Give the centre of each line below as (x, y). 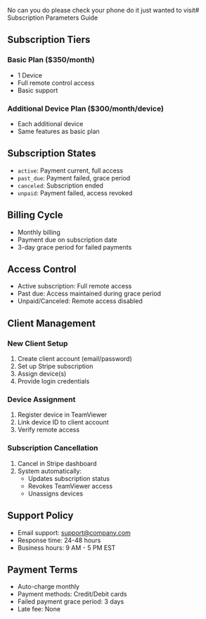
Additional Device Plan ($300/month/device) (85, 109)
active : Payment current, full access (70, 170)
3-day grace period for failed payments (75, 247)
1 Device (30, 75)
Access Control (42, 269)
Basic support (38, 90)
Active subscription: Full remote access (75, 286)
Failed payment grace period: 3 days (71, 601)
